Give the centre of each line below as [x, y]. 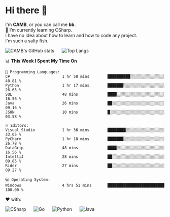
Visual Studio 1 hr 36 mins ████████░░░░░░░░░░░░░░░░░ [85, 130]
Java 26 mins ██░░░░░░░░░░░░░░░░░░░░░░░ [85, 103]
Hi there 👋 [26, 10]
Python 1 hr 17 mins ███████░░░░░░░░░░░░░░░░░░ [85, 85]
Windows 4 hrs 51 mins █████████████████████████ [85, 185]
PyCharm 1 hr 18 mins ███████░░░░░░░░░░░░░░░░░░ [85, 139]
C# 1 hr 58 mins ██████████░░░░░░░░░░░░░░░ [85, 76]
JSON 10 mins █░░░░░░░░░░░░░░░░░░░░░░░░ [85, 112]
